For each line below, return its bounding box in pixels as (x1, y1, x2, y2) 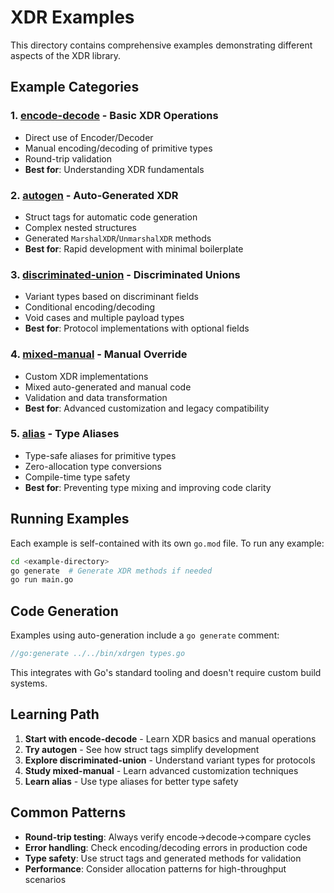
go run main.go (10, 575, 74, 585)
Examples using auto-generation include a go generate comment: (10, 629, 280, 641)
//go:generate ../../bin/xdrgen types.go (10, 649, 186, 659)
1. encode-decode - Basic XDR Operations (10, 109, 219, 123)
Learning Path (10, 706, 100, 723)
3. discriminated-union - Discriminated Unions (10, 267, 241, 281)
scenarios (24, 873, 67, 885)
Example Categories (10, 79, 140, 96)
